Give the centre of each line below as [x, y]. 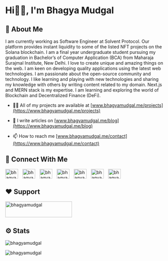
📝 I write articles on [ [34, 121]
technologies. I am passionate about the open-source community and [78, 74]
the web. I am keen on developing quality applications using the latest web [83, 68]
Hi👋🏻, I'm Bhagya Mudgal [60, 10]
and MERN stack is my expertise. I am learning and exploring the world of [82, 90]
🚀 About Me [24, 29]
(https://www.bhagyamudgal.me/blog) [53, 126]
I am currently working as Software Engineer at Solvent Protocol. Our [77, 41]
